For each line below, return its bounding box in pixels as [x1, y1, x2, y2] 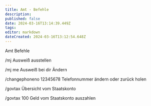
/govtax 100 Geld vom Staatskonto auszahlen [5, 95, 96, 101]
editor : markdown [5, 30, 40, 35]
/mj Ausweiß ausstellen [5, 57, 52, 63]
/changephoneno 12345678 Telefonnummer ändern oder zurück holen [5, 76, 147, 82]
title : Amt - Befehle [5, 7, 49, 12]
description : [5, 12, 32, 17]
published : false [5, 16, 40, 21]
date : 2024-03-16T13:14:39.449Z [5, 21, 71, 26]
